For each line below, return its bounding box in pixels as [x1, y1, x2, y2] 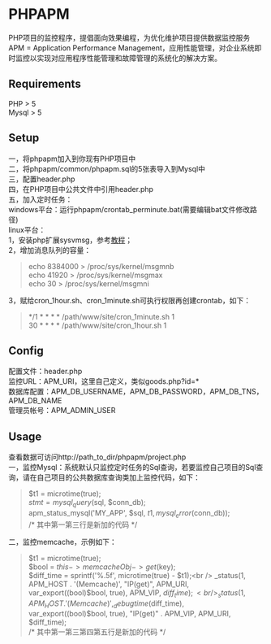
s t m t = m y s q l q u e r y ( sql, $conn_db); [28, 498, 146, 509]
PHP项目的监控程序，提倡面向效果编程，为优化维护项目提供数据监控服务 [8, 33, 251, 42]
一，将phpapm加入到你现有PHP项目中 [8, 154, 136, 163]
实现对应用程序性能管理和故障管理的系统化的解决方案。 [36, 53, 222, 63]
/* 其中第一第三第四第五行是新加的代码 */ [28, 627, 166, 637]
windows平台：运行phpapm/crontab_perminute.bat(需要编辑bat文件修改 [8, 204, 251, 214]
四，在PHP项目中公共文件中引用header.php [8, 184, 154, 194]
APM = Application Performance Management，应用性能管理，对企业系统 [8, 42, 255, 53]
